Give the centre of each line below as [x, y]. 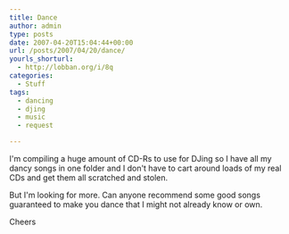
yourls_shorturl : [41, 59]
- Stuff [32, 84]
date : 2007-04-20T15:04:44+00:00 [71, 42]
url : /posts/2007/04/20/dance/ [67, 51]
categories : [31, 76]
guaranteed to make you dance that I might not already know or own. [136, 205]
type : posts [31, 34]
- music [32, 117]
